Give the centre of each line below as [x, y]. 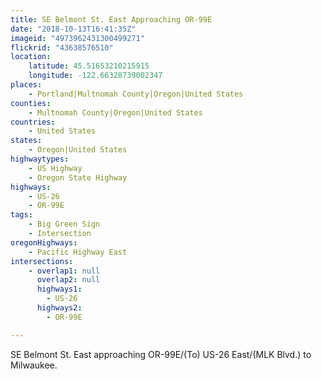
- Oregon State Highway [78, 177]
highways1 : [59, 289]
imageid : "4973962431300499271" [77, 38]
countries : [33, 122]
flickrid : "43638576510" [62, 47]
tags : [21, 215]
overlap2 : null [68, 280]
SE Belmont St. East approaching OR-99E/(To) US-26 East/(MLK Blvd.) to [161, 354]
